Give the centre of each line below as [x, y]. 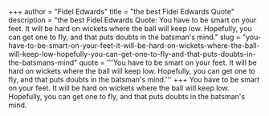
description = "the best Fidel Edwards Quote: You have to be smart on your [132, 20]
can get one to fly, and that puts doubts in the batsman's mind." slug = [124, 37]
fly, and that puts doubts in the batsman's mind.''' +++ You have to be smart [134, 80]
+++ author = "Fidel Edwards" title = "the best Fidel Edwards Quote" [122, 12]
